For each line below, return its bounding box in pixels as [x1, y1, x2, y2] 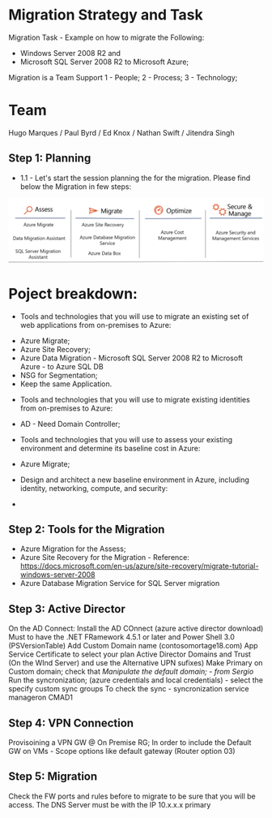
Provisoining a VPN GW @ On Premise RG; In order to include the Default [8, 738, 252, 747]
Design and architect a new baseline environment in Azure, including [19, 475, 249, 484]
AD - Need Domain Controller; [19, 419, 121, 428]
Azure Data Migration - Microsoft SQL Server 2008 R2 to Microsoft [19, 353, 243, 363]
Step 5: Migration [8, 769, 98, 784]
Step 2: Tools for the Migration [8, 522, 165, 536]
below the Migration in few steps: [19, 181, 132, 192]
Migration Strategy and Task [8, 6, 204, 24]
